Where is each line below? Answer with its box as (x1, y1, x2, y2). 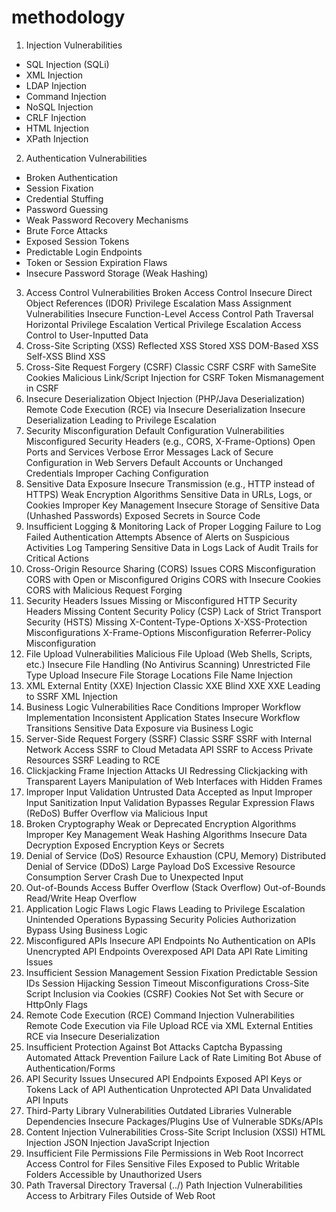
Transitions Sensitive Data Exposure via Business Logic (25, 722, 254, 734)
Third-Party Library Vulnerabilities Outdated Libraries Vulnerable (25, 1104, 293, 1116)
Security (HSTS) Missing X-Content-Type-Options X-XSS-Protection (25, 616, 308, 628)
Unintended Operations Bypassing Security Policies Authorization (25, 913, 297, 925)
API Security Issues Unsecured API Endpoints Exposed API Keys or (25, 1072, 303, 1085)
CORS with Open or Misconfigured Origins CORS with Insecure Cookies (25, 573, 322, 585)
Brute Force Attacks (25, 224, 108, 236)
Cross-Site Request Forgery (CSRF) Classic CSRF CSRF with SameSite (25, 361, 317, 373)
